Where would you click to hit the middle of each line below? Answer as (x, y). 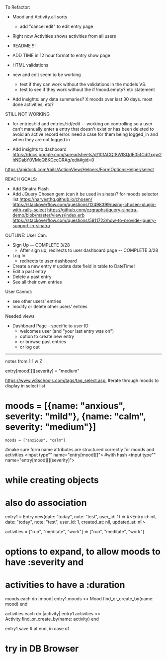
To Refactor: (18, 7)
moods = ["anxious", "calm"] (35, 440)
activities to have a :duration (65, 585)
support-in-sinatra (31, 226)
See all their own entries (37, 282)
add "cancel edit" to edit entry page (56, 26)
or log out (30, 347)
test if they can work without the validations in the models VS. (83, 84)
